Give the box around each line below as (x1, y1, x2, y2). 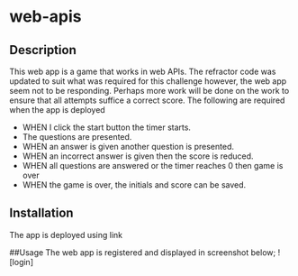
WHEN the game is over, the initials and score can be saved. (22, 179, 247, 190)
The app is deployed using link (9, 229, 123, 240)
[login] (9, 256, 34, 267)
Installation (9, 206, 74, 221)
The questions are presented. (22, 132, 132, 142)
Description (9, 42, 77, 58)
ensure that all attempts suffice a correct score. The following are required (9, 95, 285, 106)
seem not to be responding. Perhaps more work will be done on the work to (9, 86, 290, 96)
